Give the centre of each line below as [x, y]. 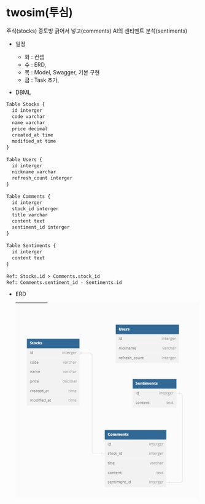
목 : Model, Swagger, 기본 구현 [62, 72]
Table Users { [25, 159]
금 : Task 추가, [42, 80]
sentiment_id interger [41, 227]
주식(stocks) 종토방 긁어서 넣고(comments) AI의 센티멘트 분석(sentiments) [97, 31]
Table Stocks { [26, 104]
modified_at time [34, 141]
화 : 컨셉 [34, 57]
